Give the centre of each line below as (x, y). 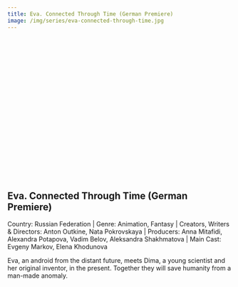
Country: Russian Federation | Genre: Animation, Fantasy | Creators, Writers (119, 224)
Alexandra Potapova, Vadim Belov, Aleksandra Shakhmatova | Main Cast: (114, 239)
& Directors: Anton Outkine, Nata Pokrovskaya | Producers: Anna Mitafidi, (115, 231)
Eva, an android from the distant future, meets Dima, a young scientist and (117, 261)
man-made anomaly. (38, 276)
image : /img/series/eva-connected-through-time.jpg (86, 21)
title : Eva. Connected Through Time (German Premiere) (90, 14)
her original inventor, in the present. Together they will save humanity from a (119, 268)
